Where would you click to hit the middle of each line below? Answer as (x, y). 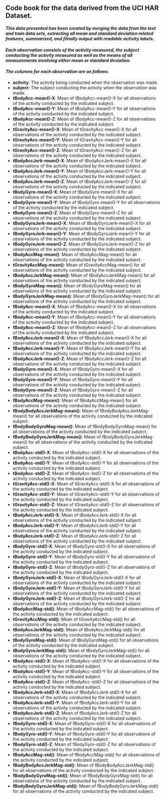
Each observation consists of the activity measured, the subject (72, 50)
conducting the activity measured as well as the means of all (69, 55)
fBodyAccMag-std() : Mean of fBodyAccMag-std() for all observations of (86, 754)
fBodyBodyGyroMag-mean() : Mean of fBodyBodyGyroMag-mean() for (85, 426)
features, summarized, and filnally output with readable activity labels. (80, 38)
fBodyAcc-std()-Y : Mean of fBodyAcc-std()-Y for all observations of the (86, 671)
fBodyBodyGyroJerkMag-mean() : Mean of (57, 437)
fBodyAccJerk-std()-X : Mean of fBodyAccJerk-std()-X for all (74, 692)
